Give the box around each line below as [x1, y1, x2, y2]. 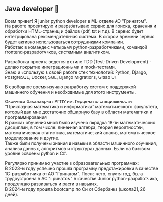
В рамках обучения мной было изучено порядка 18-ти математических [5, 119, 156, 125]
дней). [5, 191, 19, 197]
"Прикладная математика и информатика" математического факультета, [5, 103, 159, 109]
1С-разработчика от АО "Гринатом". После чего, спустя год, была [5, 170, 143, 177]
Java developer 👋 [5, 5, 59, 13]
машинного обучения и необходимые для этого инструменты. [5, 89, 136, 95]
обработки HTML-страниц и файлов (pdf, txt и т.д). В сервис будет [5, 28, 144, 34]
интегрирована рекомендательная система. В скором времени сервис [5, 33, 155, 39]
